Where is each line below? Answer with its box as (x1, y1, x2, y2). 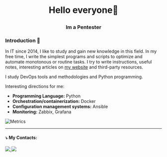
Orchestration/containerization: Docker (12, 98, 96, 104)
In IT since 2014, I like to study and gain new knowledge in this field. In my (5, 48, 157, 54)
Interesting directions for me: (5, 83, 65, 89)
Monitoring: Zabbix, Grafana (12, 109, 72, 115)
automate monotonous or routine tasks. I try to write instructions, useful (5, 59, 152, 65)
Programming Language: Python (12, 93, 81, 99)
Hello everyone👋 (49, 4, 118, 16)
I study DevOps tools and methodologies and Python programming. (5, 74, 143, 80)
